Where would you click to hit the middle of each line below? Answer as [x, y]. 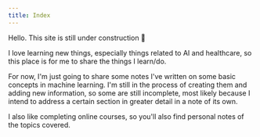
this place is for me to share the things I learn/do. [87, 61]
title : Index [29, 15]
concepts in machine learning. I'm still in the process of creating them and [128, 85]
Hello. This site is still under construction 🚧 [77, 38]
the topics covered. [39, 124]
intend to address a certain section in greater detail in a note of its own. [123, 101]
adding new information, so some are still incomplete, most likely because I [129, 93]
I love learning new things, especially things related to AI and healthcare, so [130, 52]
